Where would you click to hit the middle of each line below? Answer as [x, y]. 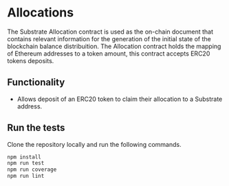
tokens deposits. [31, 60]
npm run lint [26, 176]
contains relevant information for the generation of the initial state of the [109, 38]
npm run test [26, 163]
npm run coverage [32, 170]
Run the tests [36, 128]
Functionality [36, 83]
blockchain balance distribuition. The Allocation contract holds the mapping [114, 46]
